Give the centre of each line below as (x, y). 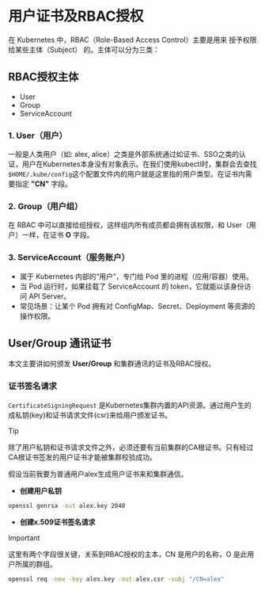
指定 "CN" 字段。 (44, 184)
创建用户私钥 (40, 490)
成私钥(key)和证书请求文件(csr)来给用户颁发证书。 (90, 415)
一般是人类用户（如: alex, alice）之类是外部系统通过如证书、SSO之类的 (124, 154)
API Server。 (50, 296)
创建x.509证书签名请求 (57, 522)
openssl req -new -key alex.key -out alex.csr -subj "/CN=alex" (116, 579)
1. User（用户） (38, 135)
